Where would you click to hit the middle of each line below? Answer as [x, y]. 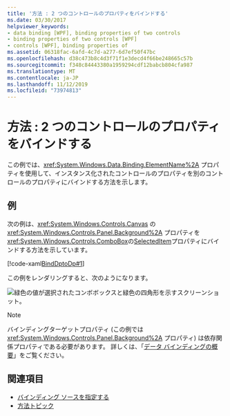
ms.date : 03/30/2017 [37, 20]
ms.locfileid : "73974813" [44, 91]
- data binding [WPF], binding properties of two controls [94, 33]
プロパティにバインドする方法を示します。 [91, 182]
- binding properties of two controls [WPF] [72, 39]
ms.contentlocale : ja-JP [43, 78]
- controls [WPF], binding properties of [68, 46]
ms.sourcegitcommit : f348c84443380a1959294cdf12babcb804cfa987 [100, 65]
